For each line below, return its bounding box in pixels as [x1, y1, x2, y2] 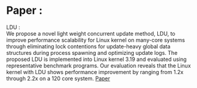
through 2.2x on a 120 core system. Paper [6, 75, 110, 82]
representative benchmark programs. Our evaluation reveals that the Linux [6, 61, 191, 69]
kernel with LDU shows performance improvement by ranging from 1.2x [6, 68, 184, 75]
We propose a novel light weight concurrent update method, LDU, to [6, 30, 176, 37]
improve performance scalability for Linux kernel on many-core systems [6, 36, 186, 43]
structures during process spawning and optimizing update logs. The [6, 49, 178, 56]
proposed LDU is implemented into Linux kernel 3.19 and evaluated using [6, 55, 187, 63]
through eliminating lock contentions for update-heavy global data [6, 43, 170, 50]
